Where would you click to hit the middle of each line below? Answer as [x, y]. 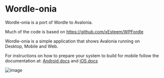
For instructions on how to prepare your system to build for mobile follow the [82, 55]
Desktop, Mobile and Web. [32, 46]
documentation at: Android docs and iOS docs [51, 61]
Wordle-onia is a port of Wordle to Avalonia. [49, 22]
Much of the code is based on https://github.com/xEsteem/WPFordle [74, 31]
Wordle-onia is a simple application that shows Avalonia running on [72, 41]
